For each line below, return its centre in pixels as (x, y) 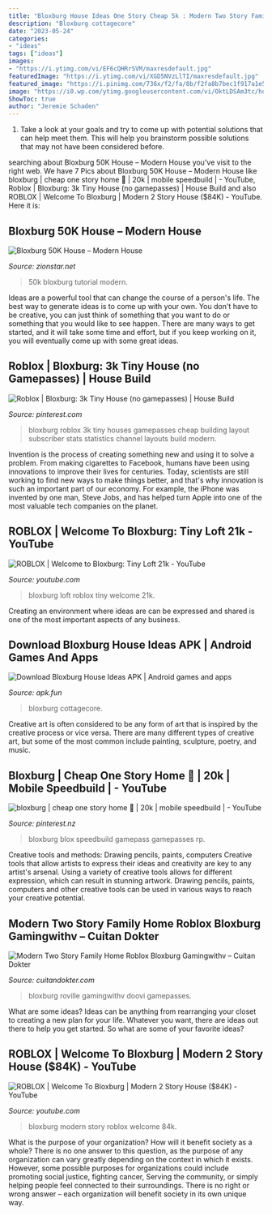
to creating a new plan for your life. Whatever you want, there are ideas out (134, 1020)
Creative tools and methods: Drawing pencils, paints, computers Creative (130, 855)
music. (19, 750)
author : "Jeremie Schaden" (54, 106)
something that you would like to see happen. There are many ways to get (132, 323)
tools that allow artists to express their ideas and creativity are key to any (130, 864)
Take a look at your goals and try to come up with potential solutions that (141, 130)
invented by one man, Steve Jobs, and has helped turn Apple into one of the (135, 497)
